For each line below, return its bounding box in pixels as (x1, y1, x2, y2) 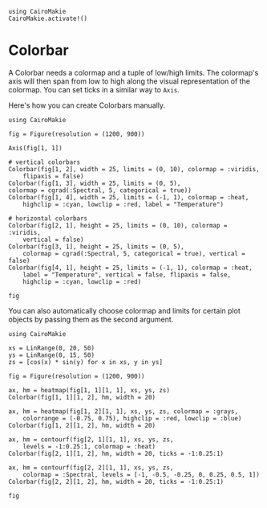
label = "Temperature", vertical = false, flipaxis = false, (22, 270, 231, 279)
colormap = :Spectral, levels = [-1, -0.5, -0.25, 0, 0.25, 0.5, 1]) (22, 470, 261, 478)
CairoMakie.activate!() (8, 14, 88, 23)
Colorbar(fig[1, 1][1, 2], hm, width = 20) (8, 393, 156, 401)
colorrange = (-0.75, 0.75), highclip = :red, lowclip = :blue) (22, 414, 242, 422)
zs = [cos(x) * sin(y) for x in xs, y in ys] (8, 358, 163, 366)
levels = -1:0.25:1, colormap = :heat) (22, 442, 156, 450)
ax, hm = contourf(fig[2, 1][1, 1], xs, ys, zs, (8, 435, 174, 444)
